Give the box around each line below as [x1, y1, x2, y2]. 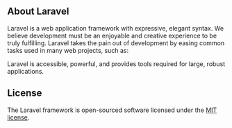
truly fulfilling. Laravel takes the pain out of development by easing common [7, 38, 225, 47]
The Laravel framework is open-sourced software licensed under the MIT [7, 106, 217, 114]
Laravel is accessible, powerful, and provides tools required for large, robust [7, 59, 226, 68]
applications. [7, 67, 44, 75]
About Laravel [7, 6, 69, 17]
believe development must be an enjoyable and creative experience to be [7, 31, 217, 40]
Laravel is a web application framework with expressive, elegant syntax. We [7, 24, 224, 32]
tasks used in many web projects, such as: [7, 46, 129, 54]
